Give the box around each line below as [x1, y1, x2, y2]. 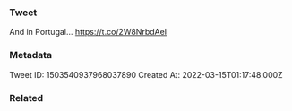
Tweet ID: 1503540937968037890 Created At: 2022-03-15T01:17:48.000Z [9, 69, 284, 80]
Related [9, 91, 44, 104]
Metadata [9, 49, 52, 62]
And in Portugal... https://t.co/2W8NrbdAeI [9, 27, 167, 38]
